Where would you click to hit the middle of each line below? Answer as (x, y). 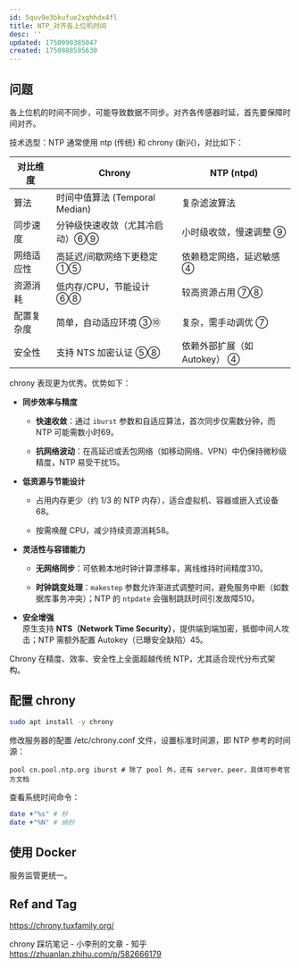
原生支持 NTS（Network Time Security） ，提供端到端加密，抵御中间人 (152, 628)
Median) (74, 209)
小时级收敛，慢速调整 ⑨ (234, 231)
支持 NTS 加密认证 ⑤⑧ (108, 352)
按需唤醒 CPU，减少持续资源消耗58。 (104, 530)
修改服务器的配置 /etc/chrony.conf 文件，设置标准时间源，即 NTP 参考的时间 (150, 740)
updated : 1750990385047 (54, 42)
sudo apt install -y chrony (62, 722)
